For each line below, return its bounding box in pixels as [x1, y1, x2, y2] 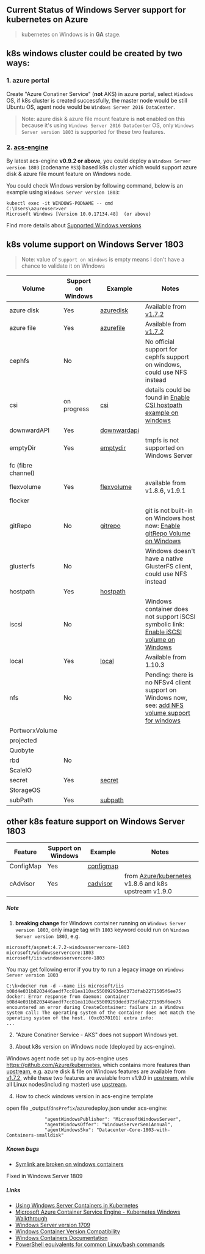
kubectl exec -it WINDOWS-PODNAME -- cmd [6, 200, 113, 207]
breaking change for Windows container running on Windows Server [15, 920, 186, 927]
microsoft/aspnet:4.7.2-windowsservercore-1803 [6, 944, 130, 951]
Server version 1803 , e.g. [15, 933, 81, 940]
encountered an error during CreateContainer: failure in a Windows [6, 1005, 184, 1011]
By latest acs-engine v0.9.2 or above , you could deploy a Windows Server [6, 157, 191, 164]
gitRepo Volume [145, 529, 191, 537]
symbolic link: [145, 620, 185, 628]
